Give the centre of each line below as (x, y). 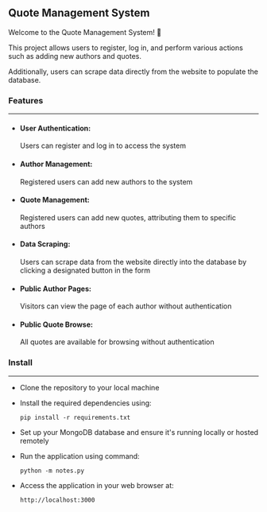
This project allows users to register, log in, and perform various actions (126, 48)
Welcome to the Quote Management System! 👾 (85, 32)
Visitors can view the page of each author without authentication (126, 306)
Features (26, 100)
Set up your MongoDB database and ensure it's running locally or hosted (139, 432)
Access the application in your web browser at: (97, 485)
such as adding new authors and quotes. (75, 56)
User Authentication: (55, 128)
